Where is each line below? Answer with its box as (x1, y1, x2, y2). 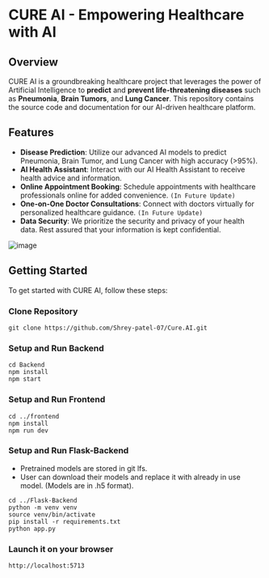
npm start (8, 375, 42, 384)
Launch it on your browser (8, 543, 114, 555)
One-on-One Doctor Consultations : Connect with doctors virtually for (19, 198, 254, 208)
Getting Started (8, 264, 88, 278)
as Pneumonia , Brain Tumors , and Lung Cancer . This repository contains (8, 94, 254, 103)
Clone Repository (8, 305, 78, 317)
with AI (8, 23, 57, 41)
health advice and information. (19, 172, 123, 183)
